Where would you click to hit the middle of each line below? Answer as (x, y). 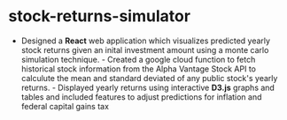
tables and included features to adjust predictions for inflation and (141, 97)
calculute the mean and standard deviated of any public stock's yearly (149, 78)
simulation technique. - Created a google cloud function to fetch (138, 59)
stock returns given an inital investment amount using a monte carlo (145, 49)
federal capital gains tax (65, 106)
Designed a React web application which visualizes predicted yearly (146, 41)
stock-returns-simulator (100, 16)
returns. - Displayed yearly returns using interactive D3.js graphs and (148, 87)
